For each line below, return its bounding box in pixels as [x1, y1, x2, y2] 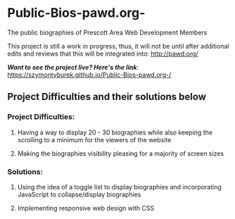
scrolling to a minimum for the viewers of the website [17, 135, 172, 144]
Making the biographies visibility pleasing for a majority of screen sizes [17, 149, 224, 158]
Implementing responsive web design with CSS [17, 204, 155, 212]
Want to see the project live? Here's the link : [7, 63, 139, 71]
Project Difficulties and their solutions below [7, 91, 206, 103]
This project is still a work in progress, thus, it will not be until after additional [7, 42, 229, 50]
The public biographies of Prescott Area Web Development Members [7, 28, 208, 37]
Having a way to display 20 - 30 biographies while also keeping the [17, 128, 213, 137]
